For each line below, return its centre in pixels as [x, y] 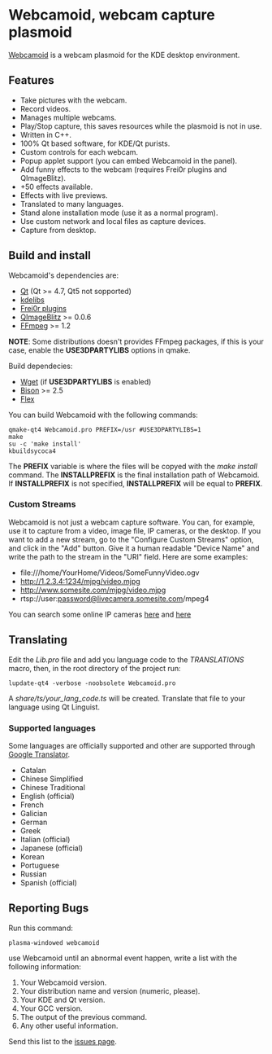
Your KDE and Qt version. [63, 999]
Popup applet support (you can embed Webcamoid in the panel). [129, 160]
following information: [45, 966]
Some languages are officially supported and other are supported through [132, 745]
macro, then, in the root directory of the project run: [95, 668]
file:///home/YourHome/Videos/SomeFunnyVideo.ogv [110, 573]
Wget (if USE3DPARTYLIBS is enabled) [86, 381]
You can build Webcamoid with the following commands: [104, 415]
